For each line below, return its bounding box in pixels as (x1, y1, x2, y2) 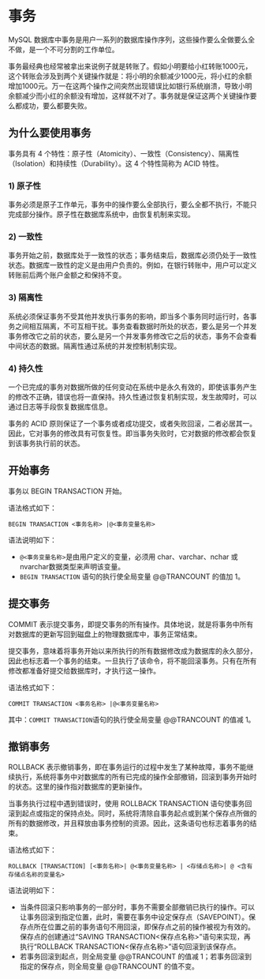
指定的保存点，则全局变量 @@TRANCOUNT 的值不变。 (19, 962, 199, 971)
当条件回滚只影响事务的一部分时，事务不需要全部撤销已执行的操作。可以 (19, 902, 255, 912)
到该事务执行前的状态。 (8, 438, 84, 448)
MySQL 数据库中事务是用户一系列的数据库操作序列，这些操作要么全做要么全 (8, 35, 256, 44)
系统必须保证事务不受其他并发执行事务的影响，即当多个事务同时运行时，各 (8, 311, 250, 321)
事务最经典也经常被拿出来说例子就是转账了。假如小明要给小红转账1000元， (8, 61, 252, 71)
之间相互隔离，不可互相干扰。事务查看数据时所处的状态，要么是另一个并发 (14, 321, 257, 331)
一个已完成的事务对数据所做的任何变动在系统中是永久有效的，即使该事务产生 (8, 382, 257, 392)
